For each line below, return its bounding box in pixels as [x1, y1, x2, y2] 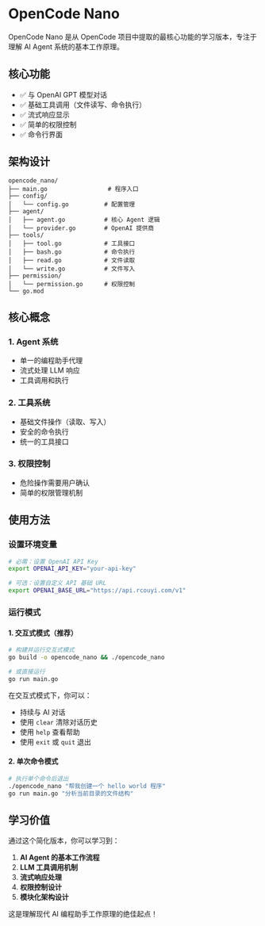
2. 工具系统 [8, 397, 51, 408]
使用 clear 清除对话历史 [19, 717, 98, 726]
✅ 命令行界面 [19, 129, 63, 139]
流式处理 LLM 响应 [19, 365, 81, 375]
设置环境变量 [8, 539, 58, 550]
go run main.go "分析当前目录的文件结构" [8, 790, 134, 798]
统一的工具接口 [19, 437, 69, 446]
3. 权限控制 [8, 458, 51, 469]
